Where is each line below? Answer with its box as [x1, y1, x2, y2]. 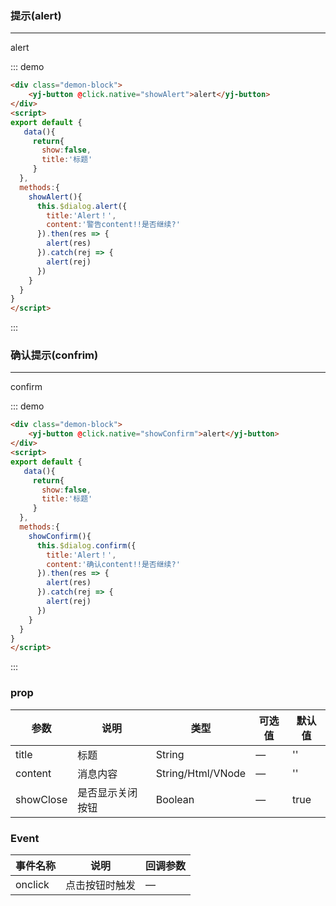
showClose [15, 792, 68, 806]
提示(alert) [10, 8, 62, 22]
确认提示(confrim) [10, 348, 99, 362]
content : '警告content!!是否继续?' [46, 220, 181, 230]
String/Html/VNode [155, 766, 247, 780]
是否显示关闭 [77, 785, 138, 799]
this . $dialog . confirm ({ [36, 540, 137, 551]
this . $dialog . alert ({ [36, 201, 128, 211]
